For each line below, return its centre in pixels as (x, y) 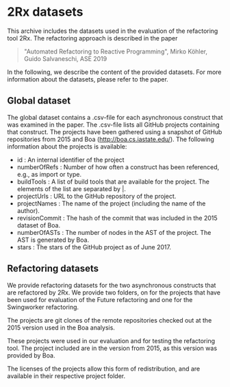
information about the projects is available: (67, 146)
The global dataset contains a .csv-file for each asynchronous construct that (115, 117)
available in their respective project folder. (66, 376)
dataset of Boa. (38, 225)
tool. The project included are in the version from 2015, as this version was (112, 348)
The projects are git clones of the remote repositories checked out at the (110, 320)
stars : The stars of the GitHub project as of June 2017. (94, 247)
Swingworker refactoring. (43, 307)
